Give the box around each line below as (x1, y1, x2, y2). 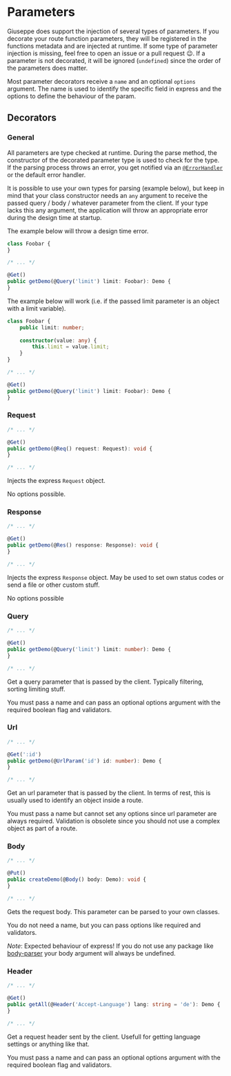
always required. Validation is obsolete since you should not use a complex (7, 817, 221, 826)
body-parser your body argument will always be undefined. (7, 949, 176, 957)
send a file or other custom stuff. (7, 581, 100, 589)
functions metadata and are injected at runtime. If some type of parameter (7, 42, 218, 50)
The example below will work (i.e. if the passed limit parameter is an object (7, 297, 219, 305)
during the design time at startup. (7, 213, 102, 221)
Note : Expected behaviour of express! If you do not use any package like (7, 942, 214, 950)
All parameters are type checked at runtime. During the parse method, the (7, 148, 217, 156)
